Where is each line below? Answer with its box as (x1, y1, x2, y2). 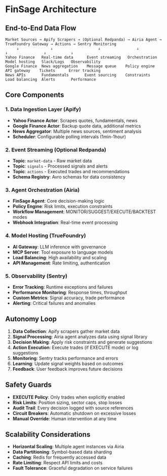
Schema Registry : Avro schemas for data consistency (12, 174, 126, 180)
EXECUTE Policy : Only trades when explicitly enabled (12, 394, 125, 400)
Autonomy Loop (5, 315, 57, 324)
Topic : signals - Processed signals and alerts (12, 163, 108, 169)
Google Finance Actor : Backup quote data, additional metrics (12, 123, 141, 129)
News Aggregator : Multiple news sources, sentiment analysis (12, 128, 142, 134)
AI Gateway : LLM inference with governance (12, 244, 106, 250)
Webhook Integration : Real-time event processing (12, 219, 118, 226)
